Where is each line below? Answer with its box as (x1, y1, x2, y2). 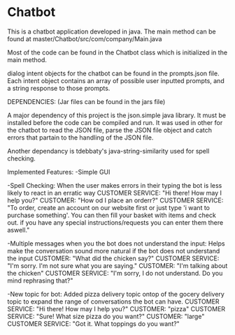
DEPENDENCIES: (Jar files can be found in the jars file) (7, 97, 166, 105)
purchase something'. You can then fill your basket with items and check (7, 211, 217, 219)
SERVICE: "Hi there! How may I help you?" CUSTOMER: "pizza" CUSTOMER (7, 304, 226, 313)
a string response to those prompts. (7, 84, 111, 92)
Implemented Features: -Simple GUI (7, 167, 111, 176)
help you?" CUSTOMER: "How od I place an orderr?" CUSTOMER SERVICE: (7, 196, 224, 204)
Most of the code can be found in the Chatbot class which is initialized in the (7, 48, 228, 57)
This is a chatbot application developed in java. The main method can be (7, 27, 216, 36)
